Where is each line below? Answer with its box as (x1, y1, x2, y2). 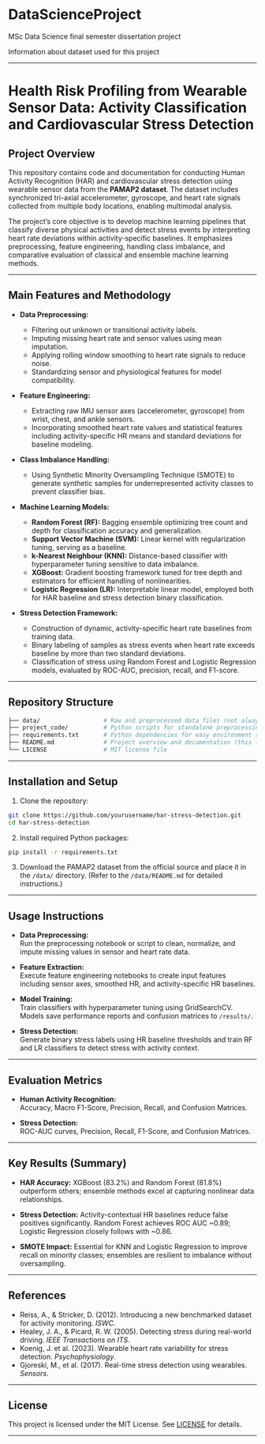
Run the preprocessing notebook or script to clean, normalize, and (19, 939, 236, 948)
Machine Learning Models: (19, 502, 110, 511)
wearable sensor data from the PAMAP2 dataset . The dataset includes (8, 184, 239, 194)
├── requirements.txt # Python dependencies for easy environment (8, 731, 252, 739)
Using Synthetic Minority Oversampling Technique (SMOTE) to (31, 469, 235, 479)
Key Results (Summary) (8, 1157, 127, 1170)
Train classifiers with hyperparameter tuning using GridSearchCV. (19, 1003, 233, 1012)
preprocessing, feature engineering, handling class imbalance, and (8, 241, 226, 251)
